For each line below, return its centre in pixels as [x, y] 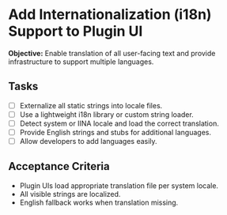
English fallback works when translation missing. [99, 202]
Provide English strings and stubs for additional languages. [115, 132]
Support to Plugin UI [76, 31]
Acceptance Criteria [59, 166]
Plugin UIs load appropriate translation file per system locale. [119, 185]
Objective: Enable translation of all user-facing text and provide [112, 53]
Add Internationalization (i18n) [110, 15]
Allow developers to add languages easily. [88, 141]
